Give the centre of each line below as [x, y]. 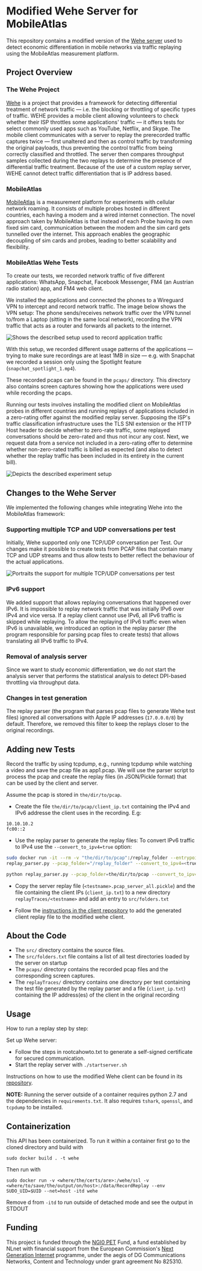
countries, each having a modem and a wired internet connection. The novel [101, 215]
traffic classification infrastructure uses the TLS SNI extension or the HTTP [99, 424]
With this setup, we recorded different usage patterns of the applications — [100, 349]
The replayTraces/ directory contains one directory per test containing [103, 982]
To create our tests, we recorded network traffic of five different [86, 276]
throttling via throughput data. [43, 682]
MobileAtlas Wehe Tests [42, 262]
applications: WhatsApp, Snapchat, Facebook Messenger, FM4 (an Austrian [100, 282]
